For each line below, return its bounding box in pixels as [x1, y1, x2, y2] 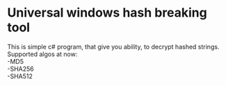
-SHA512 [7, 71, 33, 80]
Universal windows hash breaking [7, 5, 207, 21]
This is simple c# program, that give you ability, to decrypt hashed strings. [7, 42, 220, 51]
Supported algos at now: [7, 50, 78, 58]
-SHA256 [7, 64, 35, 73]
